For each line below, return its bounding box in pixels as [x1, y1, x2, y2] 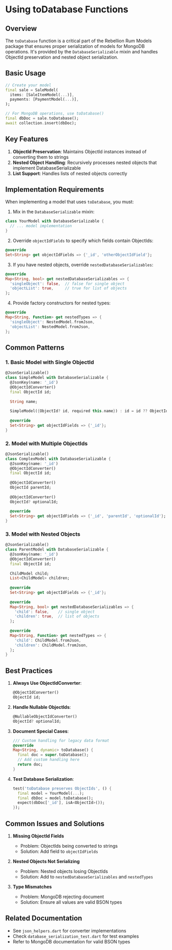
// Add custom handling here [17, 757, 80, 762]
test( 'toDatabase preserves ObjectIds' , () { [12, 785, 112, 791]
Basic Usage [5, 69, 46, 78]
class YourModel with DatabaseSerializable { [5, 218, 104, 224]
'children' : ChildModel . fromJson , [14, 643, 88, 648]
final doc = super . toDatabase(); [17, 752, 89, 758]
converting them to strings [12, 154, 69, 160]
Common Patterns [5, 343, 65, 352]
